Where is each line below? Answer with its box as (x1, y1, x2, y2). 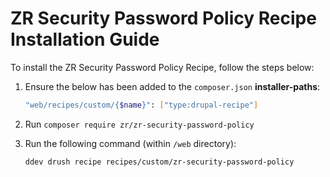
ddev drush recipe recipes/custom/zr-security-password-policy (24, 157, 295, 167)
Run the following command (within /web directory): (24, 137, 237, 149)
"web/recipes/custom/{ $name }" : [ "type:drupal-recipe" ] (24, 100, 259, 110)
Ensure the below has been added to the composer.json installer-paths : (24, 80, 321, 92)
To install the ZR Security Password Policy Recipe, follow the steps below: (10, 61, 315, 73)
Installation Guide (10, 28, 160, 51)
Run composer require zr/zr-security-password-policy (24, 118, 255, 130)
